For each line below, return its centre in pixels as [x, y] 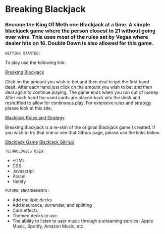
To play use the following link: [35, 62]
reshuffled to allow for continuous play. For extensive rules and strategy [79, 103]
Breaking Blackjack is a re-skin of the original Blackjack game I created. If [80, 127]
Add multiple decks [32, 200]
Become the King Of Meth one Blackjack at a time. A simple [78, 25]
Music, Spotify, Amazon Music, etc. [49, 226]
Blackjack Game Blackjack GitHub [40, 142]
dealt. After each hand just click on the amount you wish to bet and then [79, 87]
